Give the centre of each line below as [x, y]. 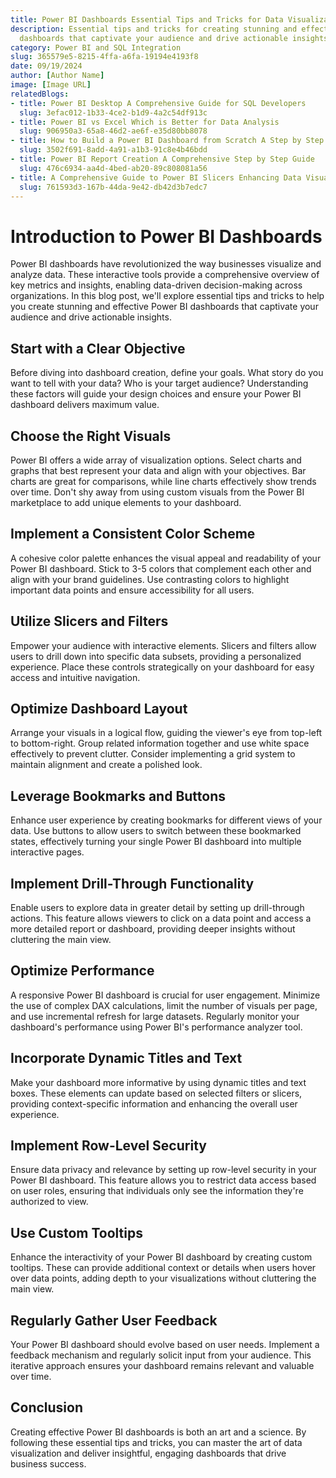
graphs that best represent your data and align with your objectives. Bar [158, 470]
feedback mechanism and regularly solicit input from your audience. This [161, 1355]
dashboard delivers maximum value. [85, 405]
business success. [48, 1463]
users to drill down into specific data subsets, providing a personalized [156, 656]
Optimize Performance [82, 971]
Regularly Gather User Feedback [114, 1320]
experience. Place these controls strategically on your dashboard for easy [162, 667]
